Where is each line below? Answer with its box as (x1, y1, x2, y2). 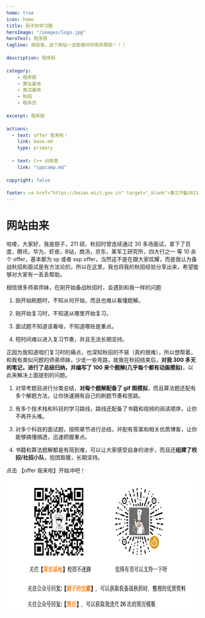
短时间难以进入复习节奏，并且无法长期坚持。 (15, 336, 128, 343)
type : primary (17, 145, 53, 151)
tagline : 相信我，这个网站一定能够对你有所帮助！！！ (6, 42, 127, 48)
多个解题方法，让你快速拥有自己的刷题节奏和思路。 (15, 392, 144, 400)
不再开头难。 (15, 412, 48, 420)
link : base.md (17, 138, 53, 145)
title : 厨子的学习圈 (6, 23, 53, 29)
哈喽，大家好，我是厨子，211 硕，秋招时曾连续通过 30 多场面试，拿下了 (6, 240, 186, 248)
